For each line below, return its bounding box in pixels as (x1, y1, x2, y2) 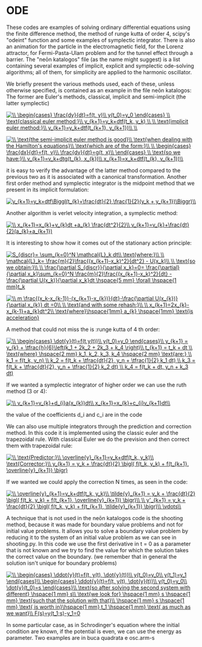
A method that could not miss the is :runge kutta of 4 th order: (6, 326, 160, 333)
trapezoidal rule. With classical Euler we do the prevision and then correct (6, 436, 190, 443)
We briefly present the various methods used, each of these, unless (6, 80, 175, 88)
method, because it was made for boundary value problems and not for (6, 521, 184, 528)
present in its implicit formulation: (6, 185, 89, 193)
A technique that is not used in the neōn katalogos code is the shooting (6, 514, 183, 521)
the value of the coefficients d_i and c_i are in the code (6, 411, 143, 418)
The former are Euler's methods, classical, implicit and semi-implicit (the (6, 93, 186, 100)
